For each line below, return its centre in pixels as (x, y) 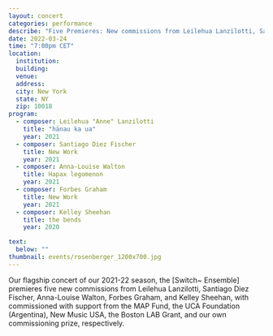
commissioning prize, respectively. (67, 323)
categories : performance (50, 24)
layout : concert (36, 16)
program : (23, 114)
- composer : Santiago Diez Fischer (76, 144)
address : (30, 84)
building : (32, 69)
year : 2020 (41, 227)
